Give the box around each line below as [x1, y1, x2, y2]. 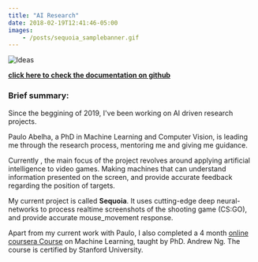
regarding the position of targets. [8, 181, 116, 190]
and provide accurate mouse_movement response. [8, 212, 174, 222]
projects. [8, 116, 37, 126]
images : [8, 26, 34, 34]
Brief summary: [8, 90, 69, 101]
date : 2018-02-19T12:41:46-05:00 [8, 19, 118, 27]
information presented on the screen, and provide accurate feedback [8, 172, 233, 182]
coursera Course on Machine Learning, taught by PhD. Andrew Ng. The [8, 236, 241, 245]
